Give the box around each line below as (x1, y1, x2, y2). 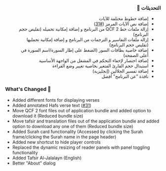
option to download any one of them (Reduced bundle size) (12, 123, 133, 129)
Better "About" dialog (12, 160, 56, 166)
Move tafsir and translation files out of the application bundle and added (12, 118, 160, 124)
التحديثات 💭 (136, 4, 161, 11)
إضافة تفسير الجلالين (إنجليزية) (92, 68, 149, 74)
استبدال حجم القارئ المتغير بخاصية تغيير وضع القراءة (52, 63, 149, 69)
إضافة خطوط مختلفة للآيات (98, 16, 149, 22)
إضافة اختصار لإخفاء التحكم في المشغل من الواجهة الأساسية (39, 58, 149, 64)
